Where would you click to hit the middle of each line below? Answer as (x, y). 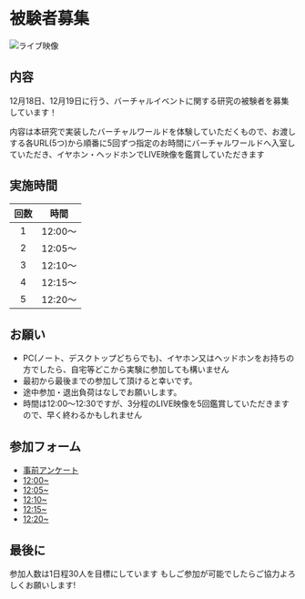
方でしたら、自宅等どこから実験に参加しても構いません (126, 370)
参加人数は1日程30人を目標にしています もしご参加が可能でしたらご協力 (145, 574)
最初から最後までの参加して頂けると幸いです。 (110, 381)
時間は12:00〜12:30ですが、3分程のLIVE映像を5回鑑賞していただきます (156, 404)
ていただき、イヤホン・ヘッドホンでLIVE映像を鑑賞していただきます (137, 154)
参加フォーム (46, 447)
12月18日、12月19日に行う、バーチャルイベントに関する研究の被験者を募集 (149, 100)
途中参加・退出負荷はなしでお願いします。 (102, 392)
